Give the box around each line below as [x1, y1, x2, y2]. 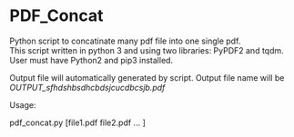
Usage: [9, 99, 36, 110]
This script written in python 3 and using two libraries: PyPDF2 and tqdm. [9, 44, 284, 55]
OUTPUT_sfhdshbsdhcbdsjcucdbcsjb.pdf [9, 82, 166, 93]
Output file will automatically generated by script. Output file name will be [9, 72, 285, 83]
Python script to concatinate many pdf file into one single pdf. [9, 35, 241, 46]
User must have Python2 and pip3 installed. [9, 54, 174, 65]
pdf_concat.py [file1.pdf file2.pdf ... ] [9, 117, 146, 128]
